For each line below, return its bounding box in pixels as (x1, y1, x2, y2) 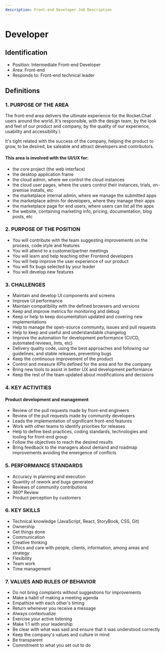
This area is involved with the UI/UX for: (5, 155, 89, 161)
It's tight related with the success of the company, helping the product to (5, 138, 154, 144)
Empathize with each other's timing (12, 600, 85, 606)
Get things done (12, 529, 46, 535)
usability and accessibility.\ (5, 129, 60, 135)
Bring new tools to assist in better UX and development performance (12, 366, 153, 373)
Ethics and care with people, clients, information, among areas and (12, 545, 149, 551)
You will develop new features (12, 269, 74, 275)
